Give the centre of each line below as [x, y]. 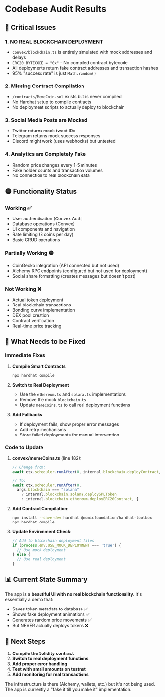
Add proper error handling [40, 664]
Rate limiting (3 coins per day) [43, 235]
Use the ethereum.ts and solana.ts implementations [73, 394]
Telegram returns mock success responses [56, 136]
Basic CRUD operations [36, 240]
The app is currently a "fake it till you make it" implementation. [68, 689]
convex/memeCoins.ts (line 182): [47, 458]
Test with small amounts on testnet [49, 669]
